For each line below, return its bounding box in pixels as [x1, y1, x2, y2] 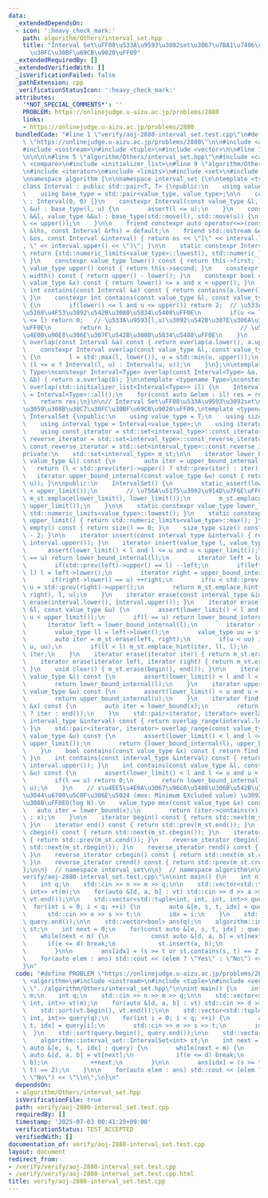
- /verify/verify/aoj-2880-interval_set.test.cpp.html [8, 1170, 195, 1178]
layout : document [8, 1148, 66, 1156]
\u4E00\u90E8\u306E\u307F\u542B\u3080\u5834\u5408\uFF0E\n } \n [22, 331, 248, 339]
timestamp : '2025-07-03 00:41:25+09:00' [15, 1118, 152, 1126]
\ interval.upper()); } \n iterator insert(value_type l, [22, 539, 227, 547]
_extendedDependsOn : [15, 19, 84, 27]
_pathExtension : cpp [15, 78, 84, 86]
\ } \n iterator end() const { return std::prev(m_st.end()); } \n [22, 821, 255, 829]
